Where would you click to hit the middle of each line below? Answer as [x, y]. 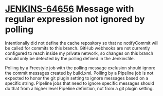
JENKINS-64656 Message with [70, 9]
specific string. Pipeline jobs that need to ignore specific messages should [80, 83]
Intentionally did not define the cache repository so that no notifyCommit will [82, 43]
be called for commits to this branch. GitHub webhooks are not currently [78, 48]
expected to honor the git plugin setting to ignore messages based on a [77, 78]
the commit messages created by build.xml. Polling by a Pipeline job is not [79, 73]
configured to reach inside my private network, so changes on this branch [79, 53]
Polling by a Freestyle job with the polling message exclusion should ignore [80, 68]
